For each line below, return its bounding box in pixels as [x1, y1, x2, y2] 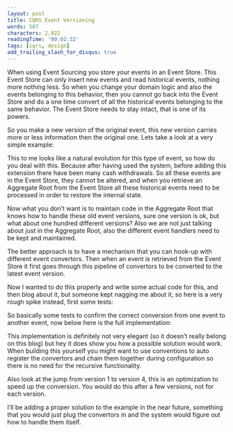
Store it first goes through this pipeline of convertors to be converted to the [7, 262, 223, 270]
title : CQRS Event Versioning [7, 17, 95, 24]
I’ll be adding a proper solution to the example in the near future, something [7, 403, 224, 411]
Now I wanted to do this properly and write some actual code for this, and [7, 283, 218, 291]
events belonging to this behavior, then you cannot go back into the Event [7, 90, 218, 98]
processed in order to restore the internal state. [7, 190, 143, 199]
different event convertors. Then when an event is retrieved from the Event [7, 254, 221, 263]
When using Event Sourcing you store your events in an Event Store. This [7, 67, 217, 76]
